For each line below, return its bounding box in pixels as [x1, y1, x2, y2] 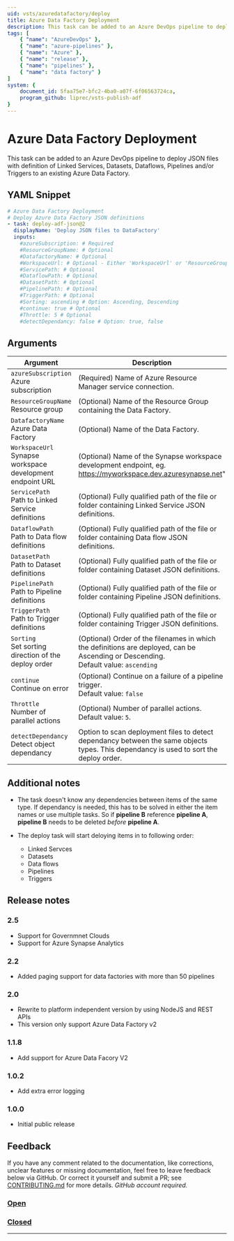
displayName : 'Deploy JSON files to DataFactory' [13, 227, 160, 234]
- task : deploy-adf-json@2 [7, 220, 86, 227]
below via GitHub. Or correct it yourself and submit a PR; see [7, 1173, 182, 1182]
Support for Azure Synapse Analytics [17, 939, 124, 947]
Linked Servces [27, 845, 72, 853]
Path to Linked [10, 495, 58, 505]
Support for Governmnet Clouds [17, 931, 110, 940]
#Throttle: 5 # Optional [19, 311, 92, 318]
